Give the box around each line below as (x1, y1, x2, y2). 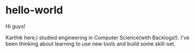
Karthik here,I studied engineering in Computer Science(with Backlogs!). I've (5, 34, 190, 41)
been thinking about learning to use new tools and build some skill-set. (5, 40, 176, 47)
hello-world (5, 3, 64, 17)
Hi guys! (5, 23, 26, 30)
